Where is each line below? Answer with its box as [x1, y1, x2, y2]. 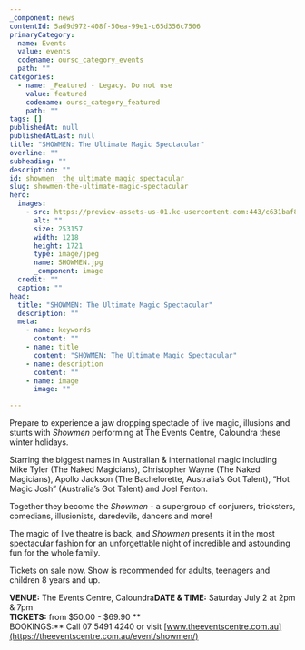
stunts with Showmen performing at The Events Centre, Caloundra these [9, 428, 281, 438]
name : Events [17, 38, 67, 48]
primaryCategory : [9, 30, 75, 39]
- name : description [25, 359, 103, 369]
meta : [17, 317, 39, 327]
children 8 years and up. [9, 575, 101, 586]
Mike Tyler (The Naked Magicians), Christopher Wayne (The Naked [9, 464, 261, 475]
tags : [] [9, 114, 43, 123]
